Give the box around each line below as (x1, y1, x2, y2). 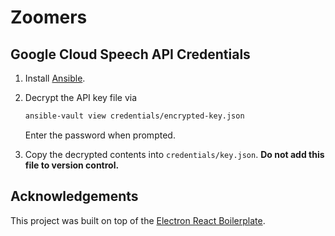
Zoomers (10, 6, 88, 29)
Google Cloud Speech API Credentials (10, 46, 251, 63)
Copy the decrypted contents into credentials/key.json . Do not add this (24, 148, 325, 160)
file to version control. (24, 159, 120, 171)
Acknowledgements (10, 188, 139, 205)
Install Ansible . (24, 72, 86, 84)
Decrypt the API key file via (24, 92, 138, 103)
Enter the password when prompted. (24, 129, 176, 141)
